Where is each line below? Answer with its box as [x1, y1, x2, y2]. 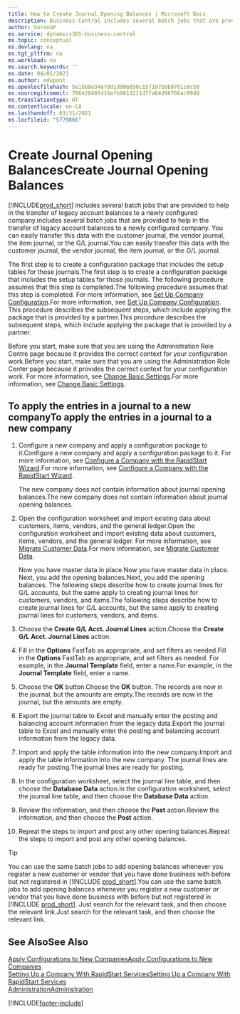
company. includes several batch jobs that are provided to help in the [8, 216, 209, 224]
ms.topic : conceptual [8, 37, 73, 44]
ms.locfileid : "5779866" [8, 116, 82, 123]
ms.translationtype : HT [8, 97, 79, 104]
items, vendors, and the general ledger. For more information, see [18, 537, 212, 545]
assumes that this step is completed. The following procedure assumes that [8, 282, 229, 291]
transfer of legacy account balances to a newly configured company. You [8, 223, 224, 232]
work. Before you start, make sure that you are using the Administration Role [8, 357, 231, 365]
